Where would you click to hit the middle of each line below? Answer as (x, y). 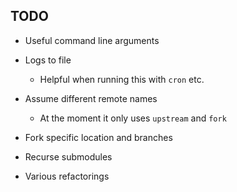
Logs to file (48, 60)
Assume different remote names (91, 98)
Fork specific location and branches (98, 137)
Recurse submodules (68, 156)
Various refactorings (67, 176)
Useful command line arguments (92, 40)
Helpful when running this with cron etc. (122, 79)
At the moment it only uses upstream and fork (133, 118)
